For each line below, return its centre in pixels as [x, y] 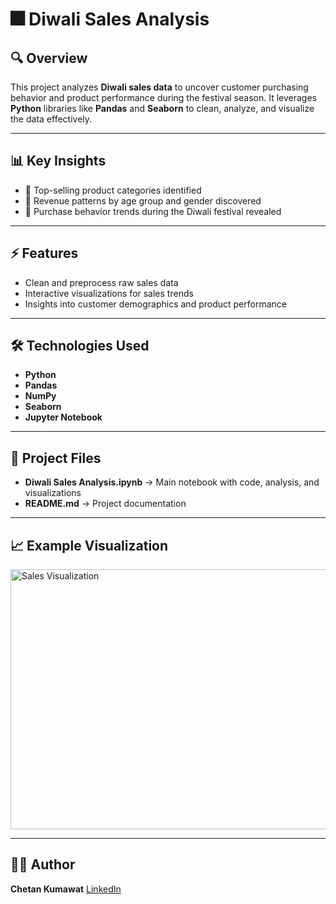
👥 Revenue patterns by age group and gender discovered [143, 200]
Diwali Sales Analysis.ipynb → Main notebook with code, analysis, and [172, 482]
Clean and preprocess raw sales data [101, 282]
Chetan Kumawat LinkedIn [66, 889]
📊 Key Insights [58, 161]
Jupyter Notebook [63, 417]
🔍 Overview [49, 58]
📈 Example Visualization [89, 545]
